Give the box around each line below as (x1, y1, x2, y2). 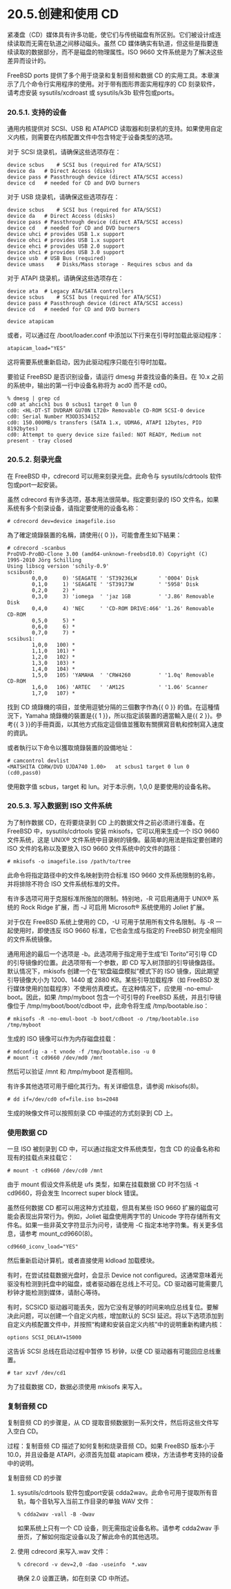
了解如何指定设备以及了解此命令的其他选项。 (35, 1533, 163, 1541)
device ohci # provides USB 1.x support (7, 237, 125, 244)
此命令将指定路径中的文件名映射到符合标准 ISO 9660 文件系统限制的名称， (7, 871, 219, 879)
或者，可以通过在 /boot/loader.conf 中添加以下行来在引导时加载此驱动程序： (7, 331, 223, 340)
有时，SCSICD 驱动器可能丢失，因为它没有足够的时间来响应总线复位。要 (7, 1303, 213, 1312)
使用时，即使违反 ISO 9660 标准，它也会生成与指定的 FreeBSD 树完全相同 (12, 926, 223, 935)
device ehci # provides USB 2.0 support (7, 243, 125, 250)
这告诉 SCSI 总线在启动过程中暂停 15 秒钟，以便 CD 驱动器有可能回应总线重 (7, 1347, 221, 1356)
